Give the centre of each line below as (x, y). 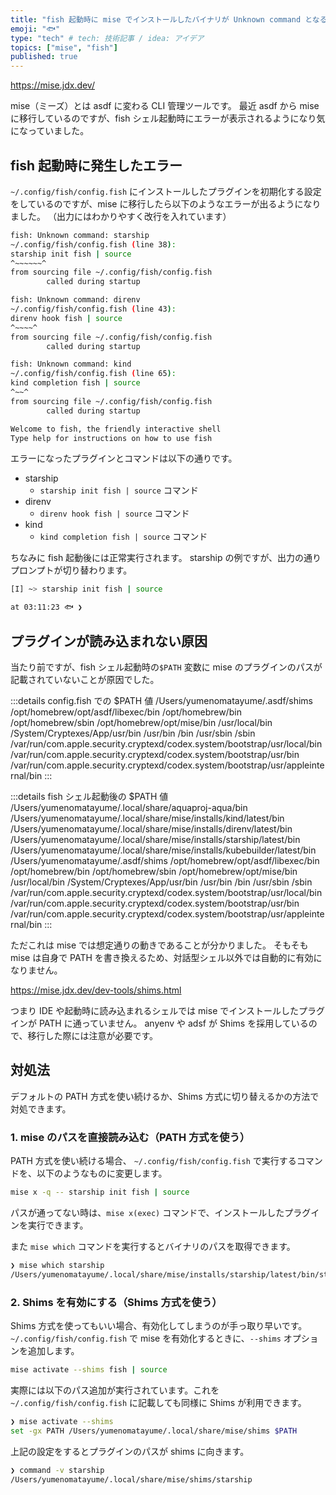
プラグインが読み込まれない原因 (109, 641)
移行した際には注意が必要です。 (93, 1035)
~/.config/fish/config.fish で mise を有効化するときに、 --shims (146, 1338)
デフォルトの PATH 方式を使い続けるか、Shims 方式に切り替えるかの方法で (165, 1096)
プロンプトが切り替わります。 (71, 570)
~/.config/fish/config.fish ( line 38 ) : (93, 244)
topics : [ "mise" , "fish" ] (64, 47)
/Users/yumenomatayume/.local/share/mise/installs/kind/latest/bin (147, 818)
